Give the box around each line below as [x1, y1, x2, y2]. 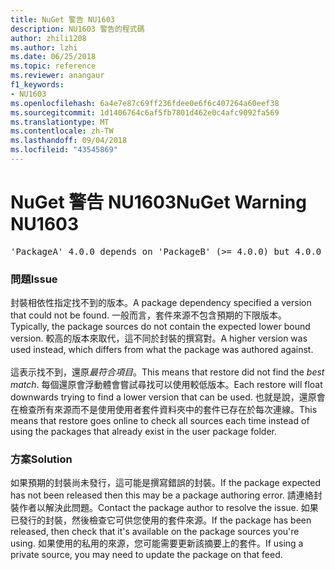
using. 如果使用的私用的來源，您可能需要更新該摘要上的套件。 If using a [10, 537, 304, 550]
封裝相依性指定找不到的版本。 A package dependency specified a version [10, 297, 312, 309]
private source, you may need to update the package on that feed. [10, 549, 283, 561]
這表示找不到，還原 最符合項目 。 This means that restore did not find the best [10, 366, 325, 378]
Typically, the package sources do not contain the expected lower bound [10, 321, 311, 333]
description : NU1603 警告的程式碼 [10, 24, 145, 34]
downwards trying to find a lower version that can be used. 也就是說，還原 [10, 391, 317, 403]
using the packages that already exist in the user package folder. [10, 426, 278, 438]
